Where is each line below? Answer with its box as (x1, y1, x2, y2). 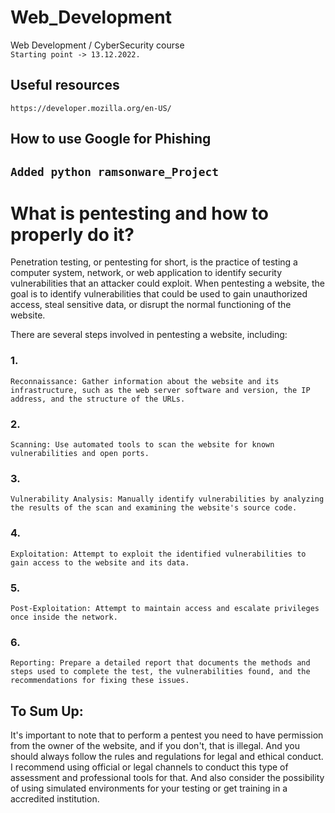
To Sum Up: (10, 702, 84, 720)
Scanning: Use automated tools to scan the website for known (10, 440, 275, 450)
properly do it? (10, 223, 135, 246)
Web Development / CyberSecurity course (10, 39, 185, 51)
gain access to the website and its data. (10, 557, 190, 568)
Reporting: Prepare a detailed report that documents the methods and (10, 658, 311, 668)
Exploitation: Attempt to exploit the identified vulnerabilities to (10, 549, 307, 559)
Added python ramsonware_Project (10, 164, 220, 179)
